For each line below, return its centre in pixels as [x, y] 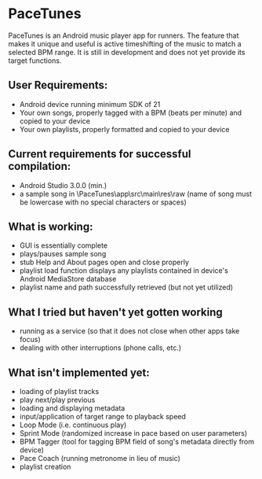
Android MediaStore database [68, 279]
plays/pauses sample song [63, 254]
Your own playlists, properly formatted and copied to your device [124, 129]
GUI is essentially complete [64, 245]
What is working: [51, 226]
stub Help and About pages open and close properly [104, 262]
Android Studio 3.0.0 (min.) [63, 185]
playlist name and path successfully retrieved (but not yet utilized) [126, 287]
